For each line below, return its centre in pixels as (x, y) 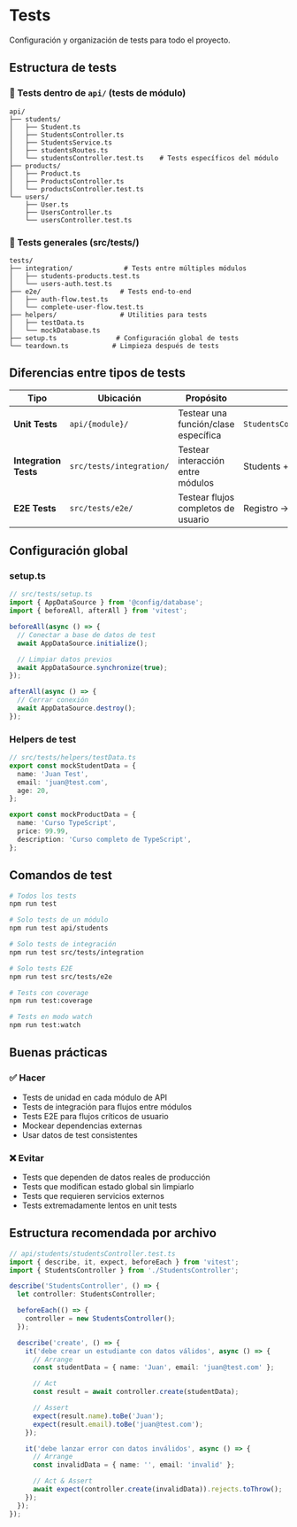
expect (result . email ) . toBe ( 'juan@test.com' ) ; (118, 1424)
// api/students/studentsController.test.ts (92, 1254)
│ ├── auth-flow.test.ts (59, 299)
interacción (202, 460)
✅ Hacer (27, 1078)
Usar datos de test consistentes (80, 1134)
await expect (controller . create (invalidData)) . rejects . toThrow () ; (157, 1490)
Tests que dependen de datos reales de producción (116, 1177)
